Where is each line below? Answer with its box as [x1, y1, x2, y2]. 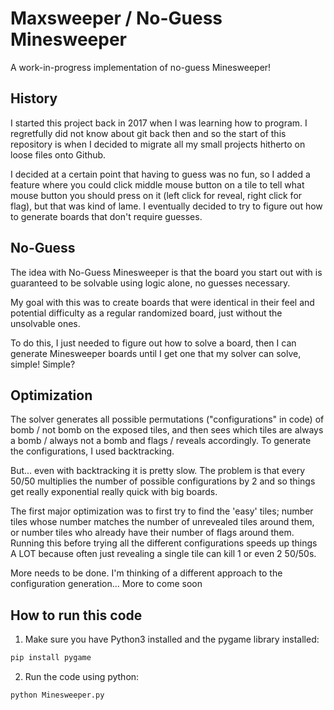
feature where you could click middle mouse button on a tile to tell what [10, 178, 305, 191]
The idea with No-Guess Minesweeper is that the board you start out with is [10, 266, 323, 278]
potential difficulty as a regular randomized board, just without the [10, 307, 283, 319]
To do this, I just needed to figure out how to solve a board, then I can [10, 337, 297, 349]
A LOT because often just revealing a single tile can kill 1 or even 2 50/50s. [10, 548, 317, 560]
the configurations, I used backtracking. [10, 445, 175, 457]
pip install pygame [10, 653, 92, 663]
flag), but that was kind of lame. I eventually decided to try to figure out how [10, 200, 323, 212]
